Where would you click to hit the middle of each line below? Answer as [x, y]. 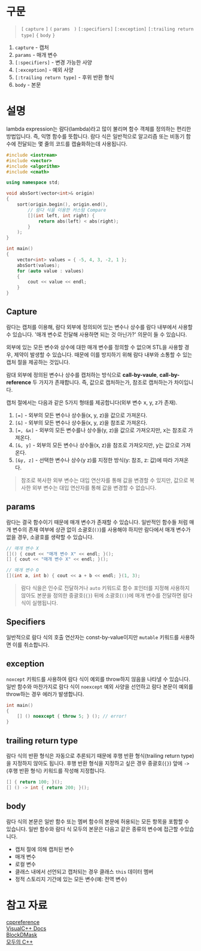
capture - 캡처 [32, 47]
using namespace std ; [33, 182]
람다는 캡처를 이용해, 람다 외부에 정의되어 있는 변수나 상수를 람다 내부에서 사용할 [100, 327]
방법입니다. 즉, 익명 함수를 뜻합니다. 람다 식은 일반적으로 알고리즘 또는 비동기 [95, 136]
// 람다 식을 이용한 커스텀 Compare [67, 210]
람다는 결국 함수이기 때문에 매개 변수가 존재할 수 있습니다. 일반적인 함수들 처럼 [97, 522]
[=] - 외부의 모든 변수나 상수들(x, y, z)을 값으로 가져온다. [81, 415]
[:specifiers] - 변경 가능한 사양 [54, 62]
